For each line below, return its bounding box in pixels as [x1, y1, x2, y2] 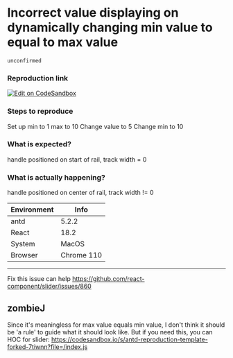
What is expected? [7, 139, 71, 149]
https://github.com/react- [71, 275, 145, 283]
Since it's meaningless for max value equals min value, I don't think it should [7, 321, 225, 329]
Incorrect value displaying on [7, 5, 179, 21]
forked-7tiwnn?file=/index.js [7, 342, 88, 351]
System [10, 239, 36, 249]
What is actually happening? [7, 172, 105, 182]
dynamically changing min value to [7, 19, 213, 35]
